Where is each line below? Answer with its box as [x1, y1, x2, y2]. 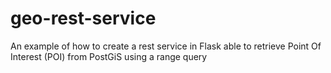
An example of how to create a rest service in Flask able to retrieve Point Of [10, 40, 322, 52]
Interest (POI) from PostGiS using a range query [10, 50, 208, 62]
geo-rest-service [10, 7, 157, 30]
